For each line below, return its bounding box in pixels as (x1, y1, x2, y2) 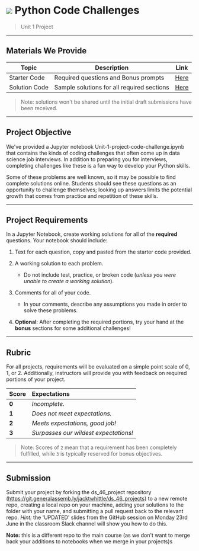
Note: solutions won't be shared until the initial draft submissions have (20, 98, 192, 105)
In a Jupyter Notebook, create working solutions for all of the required (6, 230, 178, 238)
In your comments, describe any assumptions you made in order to (23, 300, 188, 308)
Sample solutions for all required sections (54, 83, 170, 91)
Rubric (6, 347, 31, 357)
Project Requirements (6, 214, 88, 225)
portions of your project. (6, 376, 66, 383)
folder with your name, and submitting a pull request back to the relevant (6, 508, 184, 514)
